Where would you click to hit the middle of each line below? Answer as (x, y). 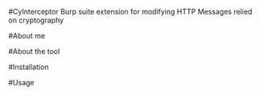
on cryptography (36, 20)
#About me (27, 36)
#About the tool (34, 51)
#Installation (29, 67)
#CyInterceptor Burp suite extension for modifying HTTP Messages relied (130, 12)
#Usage (21, 83)
